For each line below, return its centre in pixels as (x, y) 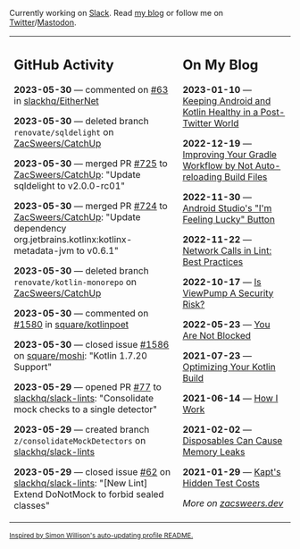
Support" (33, 367)
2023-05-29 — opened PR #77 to (88, 386)
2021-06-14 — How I (230, 398)
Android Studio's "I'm (227, 207)
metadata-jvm (44, 250)
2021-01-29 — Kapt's (232, 471)
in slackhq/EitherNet (57, 100)
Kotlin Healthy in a (221, 112)
